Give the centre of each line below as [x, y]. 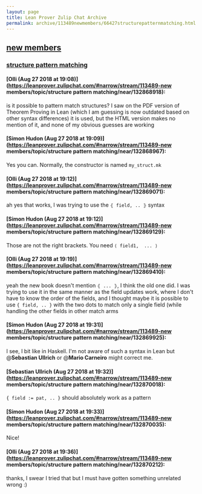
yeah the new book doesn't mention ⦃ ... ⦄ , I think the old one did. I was [98, 285]
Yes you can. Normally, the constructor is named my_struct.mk [84, 165]
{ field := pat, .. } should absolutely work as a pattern [79, 398]
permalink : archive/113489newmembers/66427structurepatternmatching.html [101, 23]
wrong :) [17, 484]
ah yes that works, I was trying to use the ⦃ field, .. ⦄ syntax [86, 205]
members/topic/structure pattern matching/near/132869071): [86, 192]
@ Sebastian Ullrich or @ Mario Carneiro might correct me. [80, 357]
